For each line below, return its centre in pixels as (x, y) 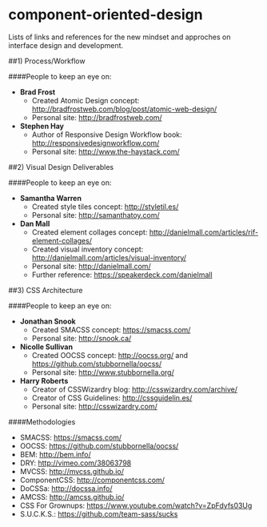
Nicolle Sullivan (46, 347)
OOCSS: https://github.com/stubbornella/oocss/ (99, 445)
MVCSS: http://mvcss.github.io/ (72, 471)
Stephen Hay (42, 126)
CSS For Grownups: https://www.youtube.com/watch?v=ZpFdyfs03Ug (136, 505)
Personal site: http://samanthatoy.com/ (96, 215)
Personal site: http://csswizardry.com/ (94, 406)
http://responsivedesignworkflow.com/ (96, 143)
